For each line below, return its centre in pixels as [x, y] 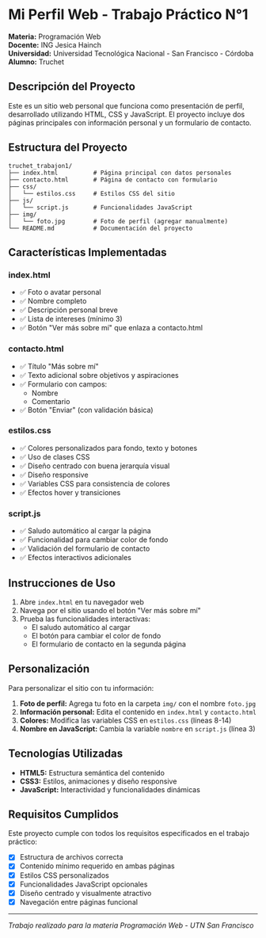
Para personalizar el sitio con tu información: [81, 688]
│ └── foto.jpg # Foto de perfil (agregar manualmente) [118, 221]
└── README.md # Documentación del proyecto [101, 228]
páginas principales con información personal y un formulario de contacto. [130, 122]
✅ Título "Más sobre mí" [59, 366]
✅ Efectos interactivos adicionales [76, 558]
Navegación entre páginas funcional [79, 902]
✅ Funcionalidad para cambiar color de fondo [94, 540]
